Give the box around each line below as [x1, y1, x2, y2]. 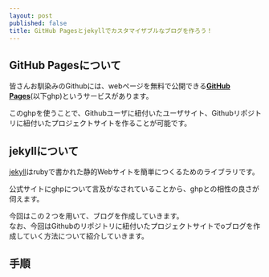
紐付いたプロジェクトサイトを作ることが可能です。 [22, 118, 192, 128]
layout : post [9, 11, 53, 20]
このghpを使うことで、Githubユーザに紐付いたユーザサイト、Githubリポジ [9, 108, 255, 118]
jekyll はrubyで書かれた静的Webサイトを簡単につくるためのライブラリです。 [9, 167, 259, 177]
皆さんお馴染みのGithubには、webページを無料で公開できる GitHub [9, 81, 231, 91]
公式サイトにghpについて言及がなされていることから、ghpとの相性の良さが [9, 184, 259, 193]
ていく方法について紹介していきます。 [22, 231, 149, 241]
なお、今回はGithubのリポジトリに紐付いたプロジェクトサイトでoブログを [9, 222, 254, 230]
